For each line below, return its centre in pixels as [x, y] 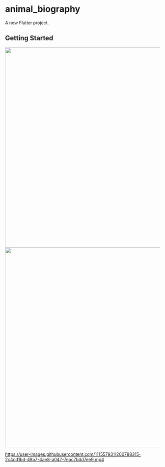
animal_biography [43, 9]
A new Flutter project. [27, 23]
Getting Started [29, 38]
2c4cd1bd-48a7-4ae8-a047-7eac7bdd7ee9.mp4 [55, 459]
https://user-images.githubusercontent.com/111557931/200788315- [73, 454]
